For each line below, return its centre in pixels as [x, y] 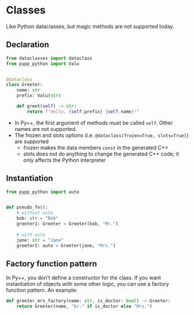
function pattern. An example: [42, 290]
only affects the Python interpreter [64, 160]
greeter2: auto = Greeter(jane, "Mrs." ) [66, 245]
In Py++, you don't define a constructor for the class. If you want [84, 278]
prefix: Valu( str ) [39, 96]
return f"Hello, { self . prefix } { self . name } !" [83, 112]
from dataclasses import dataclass [49, 58]
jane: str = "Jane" [40, 240]
